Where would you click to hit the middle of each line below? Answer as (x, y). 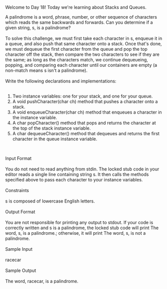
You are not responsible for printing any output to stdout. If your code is (79, 222)
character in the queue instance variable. (55, 139)
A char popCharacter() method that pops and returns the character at (84, 123)
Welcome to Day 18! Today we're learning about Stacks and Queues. (76, 7)
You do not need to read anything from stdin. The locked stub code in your (82, 169)
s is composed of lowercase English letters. (50, 201)
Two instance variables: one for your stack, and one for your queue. (82, 96)
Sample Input (19, 249)
